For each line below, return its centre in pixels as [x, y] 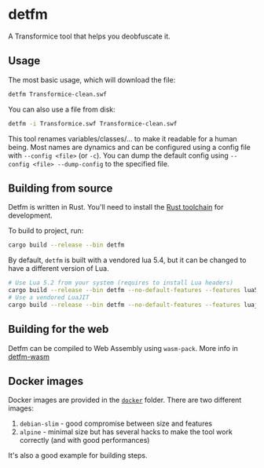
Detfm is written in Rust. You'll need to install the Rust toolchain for [116, 207]
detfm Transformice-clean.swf [58, 94]
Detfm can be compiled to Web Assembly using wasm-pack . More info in [123, 348]
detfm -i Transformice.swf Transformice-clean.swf [93, 123]
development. [30, 216]
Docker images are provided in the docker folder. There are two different [125, 400]
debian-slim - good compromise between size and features [116, 424]
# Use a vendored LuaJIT [49, 297]
